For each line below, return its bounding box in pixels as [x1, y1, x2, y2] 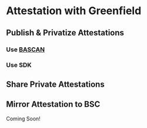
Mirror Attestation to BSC [6, 99, 101, 110]
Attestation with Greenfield [6, 4, 142, 18]
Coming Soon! [6, 115, 41, 122]
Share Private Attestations [6, 79, 105, 89]
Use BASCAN [6, 45, 45, 54]
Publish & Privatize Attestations [6, 28, 125, 38]
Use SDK [6, 61, 32, 69]
